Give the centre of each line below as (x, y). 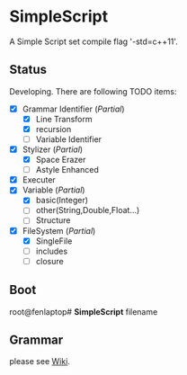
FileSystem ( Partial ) (59, 230)
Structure (53, 220)
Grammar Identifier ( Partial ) (73, 109)
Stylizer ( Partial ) (53, 149)
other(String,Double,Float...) (88, 210)
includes (52, 251)
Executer (39, 180)
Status (28, 70)
